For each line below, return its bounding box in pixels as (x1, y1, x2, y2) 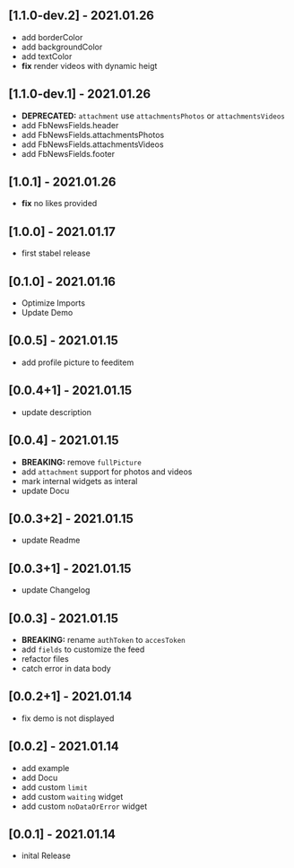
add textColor (21, 50, 73, 62)
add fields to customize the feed (21, 644, 145, 655)
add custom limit (21, 781, 89, 793)
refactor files (21, 653, 69, 664)
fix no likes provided (21, 198, 98, 209)
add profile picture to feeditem (21, 357, 134, 368)
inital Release (21, 850, 71, 861)
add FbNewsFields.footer (21, 148, 116, 159)
